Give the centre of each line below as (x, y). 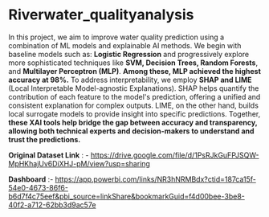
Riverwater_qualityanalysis (101, 15)
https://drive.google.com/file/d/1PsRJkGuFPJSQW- (175, 155)
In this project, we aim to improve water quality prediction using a (116, 37)
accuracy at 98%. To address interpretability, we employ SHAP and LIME (130, 80)
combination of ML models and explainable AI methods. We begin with (125, 45)
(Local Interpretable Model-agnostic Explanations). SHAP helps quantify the (134, 88)
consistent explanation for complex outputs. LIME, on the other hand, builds (134, 105)
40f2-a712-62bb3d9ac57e (52, 205)
